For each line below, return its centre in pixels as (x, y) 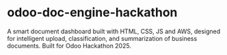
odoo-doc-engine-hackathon (92, 13)
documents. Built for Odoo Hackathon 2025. (69, 45)
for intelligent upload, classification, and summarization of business (102, 38)
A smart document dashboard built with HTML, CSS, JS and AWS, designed (114, 31)
